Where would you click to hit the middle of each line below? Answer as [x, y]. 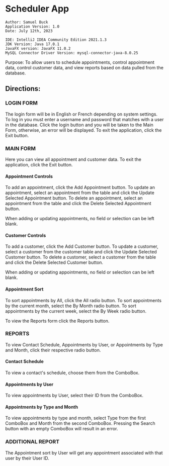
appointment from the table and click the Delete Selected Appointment [78, 204]
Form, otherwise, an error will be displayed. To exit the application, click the [83, 130]
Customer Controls [26, 235]
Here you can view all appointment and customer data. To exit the [73, 159]
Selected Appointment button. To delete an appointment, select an [74, 198]
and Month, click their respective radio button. [53, 350]
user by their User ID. [27, 458]
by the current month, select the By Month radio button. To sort [71, 306]
